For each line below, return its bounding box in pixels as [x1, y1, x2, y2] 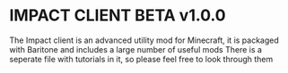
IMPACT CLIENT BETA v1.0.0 [9, 5, 226, 26]
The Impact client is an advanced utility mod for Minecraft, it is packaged [9, 35, 280, 45]
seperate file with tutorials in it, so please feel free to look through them [9, 53, 274, 64]
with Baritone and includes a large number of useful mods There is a [9, 44, 263, 54]
